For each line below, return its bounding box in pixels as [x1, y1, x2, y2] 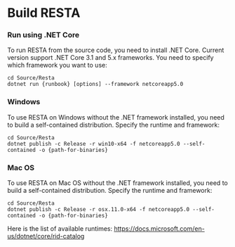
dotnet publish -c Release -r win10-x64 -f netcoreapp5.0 [7, 140, 180, 147]
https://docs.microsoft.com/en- [114, 224, 205, 233]
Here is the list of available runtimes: [7, 224, 113, 233]
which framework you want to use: [7, 61, 107, 70]
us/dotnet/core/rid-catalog [7, 232, 85, 241]
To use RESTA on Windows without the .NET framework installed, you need [7, 113, 224, 121]
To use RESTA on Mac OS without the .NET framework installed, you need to [7, 179, 228, 187]
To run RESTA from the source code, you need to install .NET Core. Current [7, 46, 224, 54]
